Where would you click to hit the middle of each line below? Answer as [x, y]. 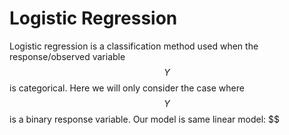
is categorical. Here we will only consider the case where [127, 88]
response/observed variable [67, 56]
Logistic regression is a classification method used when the [134, 46]
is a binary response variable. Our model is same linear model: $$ [145, 119]
